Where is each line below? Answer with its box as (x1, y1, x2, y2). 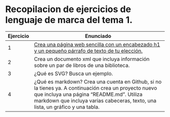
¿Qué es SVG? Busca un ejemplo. (34, 70, 113, 77)
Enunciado (85, 32, 111, 39)
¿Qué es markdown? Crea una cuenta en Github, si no (34, 78, 162, 85)
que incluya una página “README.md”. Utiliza (34, 91, 143, 98)
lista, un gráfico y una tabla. (34, 103, 100, 110)
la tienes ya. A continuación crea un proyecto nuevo (34, 84, 157, 91)
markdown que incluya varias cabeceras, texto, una (34, 97, 157, 104)
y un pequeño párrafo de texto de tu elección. (34, 47, 143, 54)
